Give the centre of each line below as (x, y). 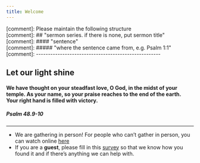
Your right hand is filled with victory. (52, 100)
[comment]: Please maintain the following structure (69, 29)
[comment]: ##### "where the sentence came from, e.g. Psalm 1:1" (89, 48)
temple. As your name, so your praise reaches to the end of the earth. (94, 94)
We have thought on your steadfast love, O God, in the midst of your (92, 87)
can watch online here (42, 141)
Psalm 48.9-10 (25, 114)
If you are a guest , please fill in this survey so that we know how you (99, 147)
